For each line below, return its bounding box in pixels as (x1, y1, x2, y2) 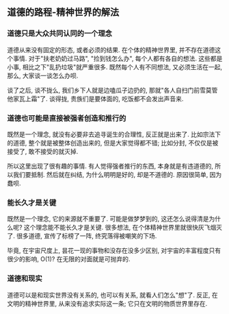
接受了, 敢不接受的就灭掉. (7, 147, 79, 156)
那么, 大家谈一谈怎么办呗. (7, 71, 79, 80)
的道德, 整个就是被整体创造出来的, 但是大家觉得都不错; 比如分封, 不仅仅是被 (7, 138, 219, 147)
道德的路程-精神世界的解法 (7, 6, 120, 19)
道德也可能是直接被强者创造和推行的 (7, 113, 126, 123)
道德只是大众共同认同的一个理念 (7, 29, 113, 38)
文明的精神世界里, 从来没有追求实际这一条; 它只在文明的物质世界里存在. (7, 299, 208, 307)
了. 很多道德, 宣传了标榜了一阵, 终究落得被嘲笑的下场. (7, 232, 157, 240)
